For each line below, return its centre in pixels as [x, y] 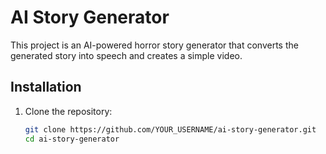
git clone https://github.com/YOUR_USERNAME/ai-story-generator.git [170, 129]
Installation [46, 87]
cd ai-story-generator [72, 139]
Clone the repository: [68, 111]
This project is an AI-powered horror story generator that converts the [154, 45]
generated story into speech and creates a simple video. [126, 55]
